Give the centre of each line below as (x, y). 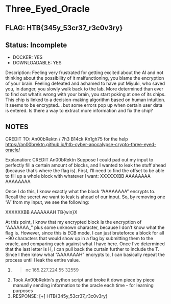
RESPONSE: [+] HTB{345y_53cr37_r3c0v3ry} (60, 296)
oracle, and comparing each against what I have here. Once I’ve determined (85, 244)
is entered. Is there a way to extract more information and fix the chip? (79, 111)
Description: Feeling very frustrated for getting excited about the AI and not (84, 73)
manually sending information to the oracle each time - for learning (83, 285)
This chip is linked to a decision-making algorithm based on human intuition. (86, 100)
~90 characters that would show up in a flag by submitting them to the (79, 239)
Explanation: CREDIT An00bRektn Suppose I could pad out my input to (79, 160)
